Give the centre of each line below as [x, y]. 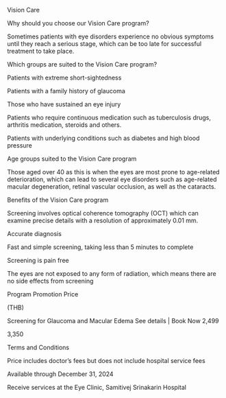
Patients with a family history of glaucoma [66, 91]
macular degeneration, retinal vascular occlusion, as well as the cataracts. [112, 187]
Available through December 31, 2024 [61, 374]
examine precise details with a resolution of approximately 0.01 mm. [103, 220]
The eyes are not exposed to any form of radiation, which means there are [112, 273]
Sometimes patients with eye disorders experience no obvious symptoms [111, 36]
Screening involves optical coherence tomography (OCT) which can [103, 213]
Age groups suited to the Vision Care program [72, 159]
